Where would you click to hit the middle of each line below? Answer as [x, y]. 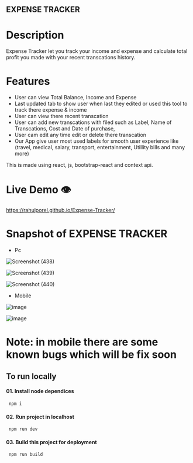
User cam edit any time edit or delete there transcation [80, 135]
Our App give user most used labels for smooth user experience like [96, 141]
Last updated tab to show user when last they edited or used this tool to [101, 104]
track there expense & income [51, 110]
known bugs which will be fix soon [92, 355]
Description [35, 35]
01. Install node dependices [40, 391]
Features [28, 81]
